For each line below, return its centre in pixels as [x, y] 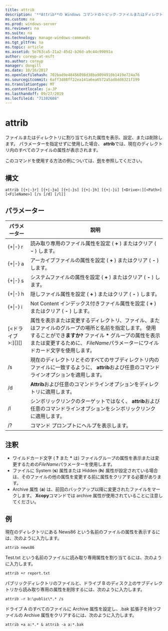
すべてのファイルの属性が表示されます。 [59, 150]
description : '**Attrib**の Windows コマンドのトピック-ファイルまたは [75, 15]
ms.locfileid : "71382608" [32, 98]
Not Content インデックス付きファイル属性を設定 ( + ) [93, 303]
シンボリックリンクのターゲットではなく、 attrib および [95, 401]
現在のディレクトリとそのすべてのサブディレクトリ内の [94, 360]
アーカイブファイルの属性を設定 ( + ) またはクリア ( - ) [94, 260]
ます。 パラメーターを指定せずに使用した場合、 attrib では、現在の [73, 144]
